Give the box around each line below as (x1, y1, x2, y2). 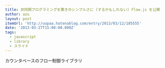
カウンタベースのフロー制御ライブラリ (5, 57, 82, 64)
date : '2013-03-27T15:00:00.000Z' (5, 25, 76, 30)
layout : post (5, 16, 32, 21)
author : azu (5, 12, 29, 17)
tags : (5, 30, 16, 35)
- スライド (9, 44, 29, 48)
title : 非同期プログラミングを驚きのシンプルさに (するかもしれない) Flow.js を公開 (5, 7, 161, 12)
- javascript (9, 35, 36, 40)
